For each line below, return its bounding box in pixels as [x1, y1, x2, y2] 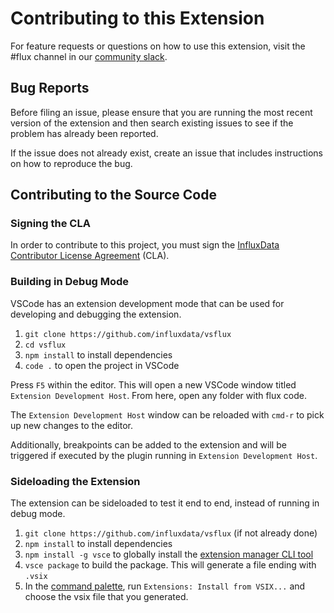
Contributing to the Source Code [10, 187, 217, 204]
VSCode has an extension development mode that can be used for [10, 297, 285, 309]
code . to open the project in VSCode [24, 359, 180, 371]
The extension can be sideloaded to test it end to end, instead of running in [10, 497, 320, 509]
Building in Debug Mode [10, 275, 130, 289]
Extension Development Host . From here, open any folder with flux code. [10, 389, 308, 401]
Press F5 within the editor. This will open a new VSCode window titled [10, 378, 297, 391]
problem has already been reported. [10, 127, 159, 139]
